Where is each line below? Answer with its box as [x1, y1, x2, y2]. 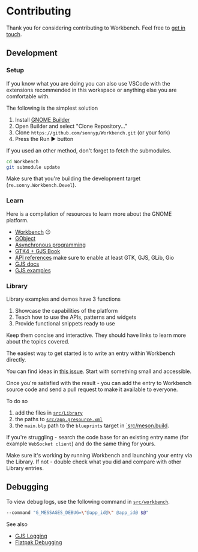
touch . [6, 30, 22, 37]
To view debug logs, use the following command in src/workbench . [6, 498, 170, 505]
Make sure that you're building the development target [6, 175, 141, 182]
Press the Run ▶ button [14, 135, 74, 142]
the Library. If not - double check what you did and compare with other [6, 458, 182, 465]
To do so [6, 397, 28, 404]
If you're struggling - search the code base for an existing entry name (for [6, 433, 189, 441]
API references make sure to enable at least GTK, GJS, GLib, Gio [14, 254, 174, 261]
